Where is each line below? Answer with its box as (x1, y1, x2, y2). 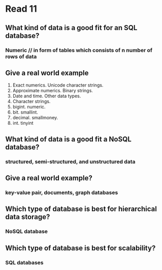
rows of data (5, 53, 37, 60)
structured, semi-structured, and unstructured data (5, 158, 136, 165)
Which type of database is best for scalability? (5, 244, 156, 252)
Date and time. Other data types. (12, 93, 81, 99)
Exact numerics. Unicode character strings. (12, 82, 104, 88)
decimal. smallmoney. (12, 115, 58, 121)
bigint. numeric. (12, 104, 46, 110)
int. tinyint (12, 120, 34, 126)
